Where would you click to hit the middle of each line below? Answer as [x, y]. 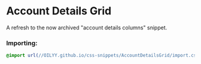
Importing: [22, 43]
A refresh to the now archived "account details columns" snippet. [87, 28]
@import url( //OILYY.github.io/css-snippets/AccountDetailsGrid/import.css [103, 56]
